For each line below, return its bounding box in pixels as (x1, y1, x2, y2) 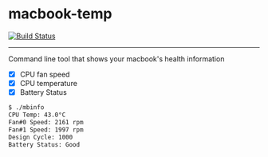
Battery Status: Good (8, 140, 81, 148)
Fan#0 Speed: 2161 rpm (8, 118, 84, 126)
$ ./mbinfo (8, 104, 45, 112)
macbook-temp (8, 5, 112, 23)
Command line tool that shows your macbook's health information (8, 53, 225, 64)
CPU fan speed (19, 69, 70, 79)
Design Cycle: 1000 (8, 133, 73, 141)
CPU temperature (19, 79, 78, 88)
